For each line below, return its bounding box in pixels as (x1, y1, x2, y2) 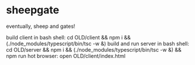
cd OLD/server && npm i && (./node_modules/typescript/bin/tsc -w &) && (6, 46, 182, 53)
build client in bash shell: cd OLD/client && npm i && (6, 34, 131, 41)
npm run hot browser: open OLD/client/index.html (6, 52, 126, 59)
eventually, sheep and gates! (6, 23, 76, 30)
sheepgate (6, 3, 60, 17)
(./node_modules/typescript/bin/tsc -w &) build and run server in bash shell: (6, 40, 189, 47)
